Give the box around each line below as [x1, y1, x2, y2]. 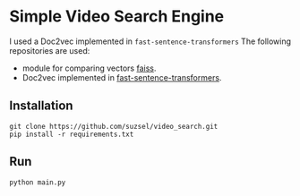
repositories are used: [9, 45, 90, 55]
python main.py [9, 177, 66, 187]
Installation [9, 98, 73, 114]
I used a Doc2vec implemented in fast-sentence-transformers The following [9, 36, 292, 47]
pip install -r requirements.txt [9, 130, 134, 139]
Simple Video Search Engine [9, 6, 225, 27]
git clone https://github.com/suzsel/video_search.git [9, 122, 219, 131]
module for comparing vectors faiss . [21, 63, 157, 73]
